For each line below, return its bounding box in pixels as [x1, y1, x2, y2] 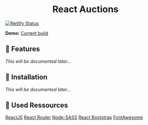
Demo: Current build [5, 30, 48, 36]
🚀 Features [5, 45, 40, 54]
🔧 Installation [5, 73, 48, 81]
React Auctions [52, 4, 119, 15]
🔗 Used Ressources [5, 101, 68, 109]
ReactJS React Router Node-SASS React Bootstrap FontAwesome [5, 114, 143, 120]
